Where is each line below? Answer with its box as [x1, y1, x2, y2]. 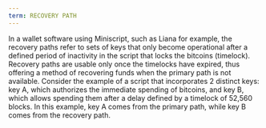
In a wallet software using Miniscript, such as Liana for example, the [8, 34, 232, 43]
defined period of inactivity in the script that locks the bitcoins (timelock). [8, 50, 251, 60]
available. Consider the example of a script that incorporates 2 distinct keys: [8, 76, 260, 86]
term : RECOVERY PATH [8, 11, 78, 20]
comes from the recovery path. [8, 110, 111, 120]
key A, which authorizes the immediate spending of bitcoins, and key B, [8, 85, 244, 94]
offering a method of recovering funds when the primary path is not [8, 67, 232, 77]
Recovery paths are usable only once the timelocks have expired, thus [8, 59, 240, 69]
